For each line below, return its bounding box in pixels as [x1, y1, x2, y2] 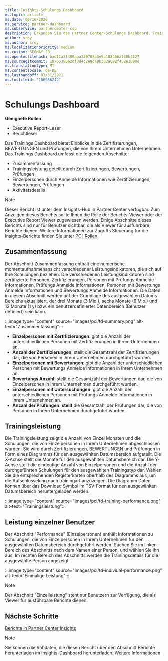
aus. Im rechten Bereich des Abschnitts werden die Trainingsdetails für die [5, 552, 159, 558]
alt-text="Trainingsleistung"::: [5, 503, 66, 509]
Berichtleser [12, 130, 38, 136]
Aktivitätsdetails [12, 187, 46, 193]
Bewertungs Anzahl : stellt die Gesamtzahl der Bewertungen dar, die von [12, 376, 162, 382]
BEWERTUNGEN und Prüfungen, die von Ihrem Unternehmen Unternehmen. [5, 145, 162, 151]
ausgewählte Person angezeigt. [5, 558, 70, 564]
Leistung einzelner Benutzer [5, 518, 95, 526]
